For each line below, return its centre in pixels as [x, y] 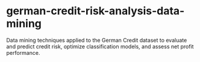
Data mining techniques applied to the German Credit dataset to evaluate [97, 40]
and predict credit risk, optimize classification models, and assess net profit [100, 46]
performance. [23, 52]
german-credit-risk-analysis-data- [95, 11]
